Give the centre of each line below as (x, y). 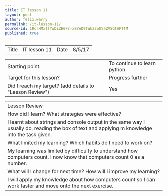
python (117, 69)
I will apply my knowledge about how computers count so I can (82, 180)
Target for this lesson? (34, 77)
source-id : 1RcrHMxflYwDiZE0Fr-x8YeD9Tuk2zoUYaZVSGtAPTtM (67, 29)
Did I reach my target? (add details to (51, 86)
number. (17, 163)
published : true (22, 33)
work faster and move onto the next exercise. (61, 186)
